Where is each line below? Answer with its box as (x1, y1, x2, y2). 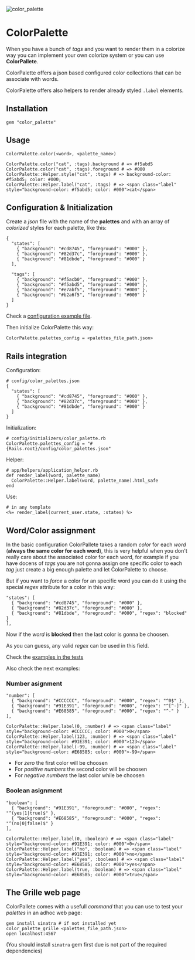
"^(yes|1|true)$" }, (6, 810, 57, 816)
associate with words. (6, 75, 59, 82)
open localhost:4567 (6, 931, 57, 937)
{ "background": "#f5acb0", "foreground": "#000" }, (16, 277, 148, 282)
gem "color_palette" (6, 119, 57, 125)
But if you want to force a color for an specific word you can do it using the (6, 577, 187, 584)
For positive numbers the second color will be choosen (14, 765, 148, 773)
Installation (6, 104, 48, 114)
